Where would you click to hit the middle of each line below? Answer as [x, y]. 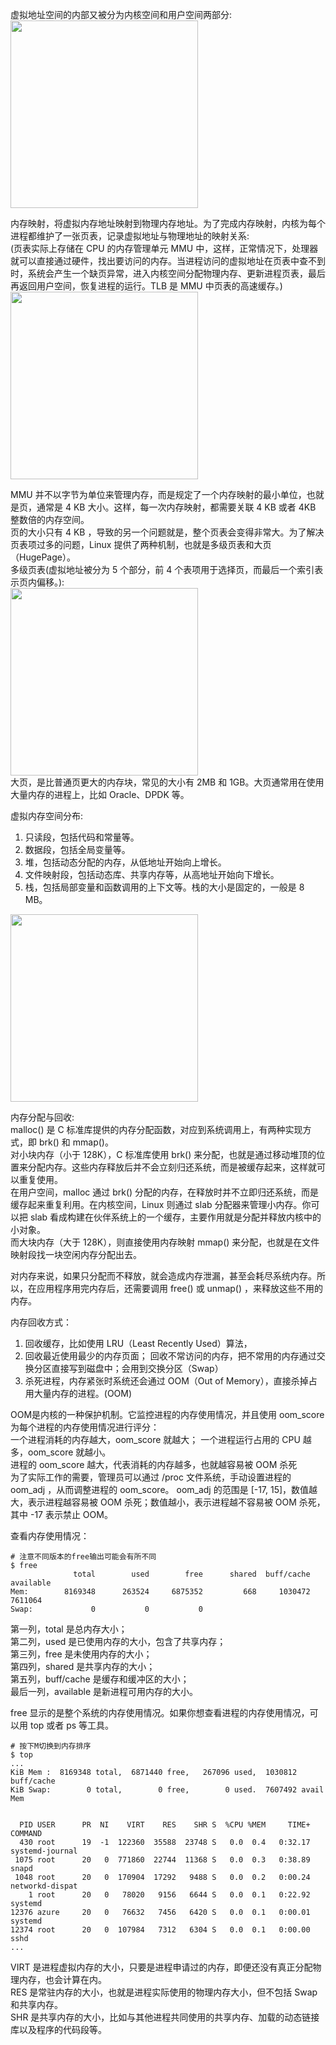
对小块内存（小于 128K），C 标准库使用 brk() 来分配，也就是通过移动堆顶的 [163, 1154]
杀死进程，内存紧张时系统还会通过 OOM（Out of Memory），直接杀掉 [166, 1381]
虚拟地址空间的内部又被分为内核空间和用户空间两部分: [121, 14]
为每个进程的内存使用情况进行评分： [85, 1427]
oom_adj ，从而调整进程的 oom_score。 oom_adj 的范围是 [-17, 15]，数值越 [164, 1489]
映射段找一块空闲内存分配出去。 [76, 1254]
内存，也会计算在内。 [62, 1979]
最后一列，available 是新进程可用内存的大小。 [104, 1691]
